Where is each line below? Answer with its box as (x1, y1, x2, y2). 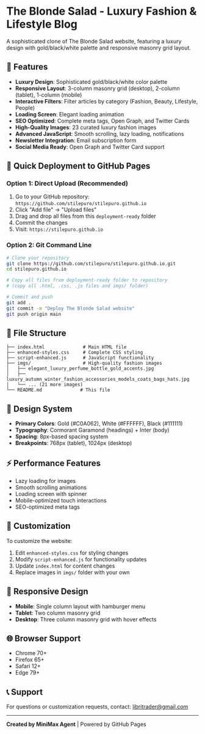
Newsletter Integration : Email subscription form (15, 137, 137, 144)
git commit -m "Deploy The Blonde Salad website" (6, 305, 135, 312)
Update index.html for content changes (15, 562, 115, 569)
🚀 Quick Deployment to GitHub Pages (6, 161, 151, 171)
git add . (6, 299, 32, 305)
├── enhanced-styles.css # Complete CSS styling (6, 350, 143, 356)
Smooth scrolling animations (15, 484, 87, 491)
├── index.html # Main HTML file (6, 344, 127, 350)
